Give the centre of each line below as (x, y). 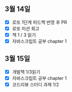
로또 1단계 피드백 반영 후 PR (39, 22)
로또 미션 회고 (26, 28)
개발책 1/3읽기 (26, 72)
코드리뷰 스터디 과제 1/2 (35, 84)
